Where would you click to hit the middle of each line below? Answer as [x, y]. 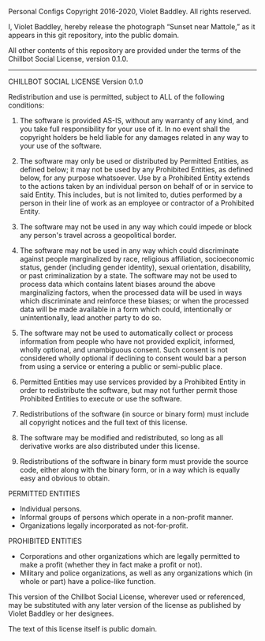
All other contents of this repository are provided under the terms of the [125, 50]
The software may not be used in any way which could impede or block [136, 227]
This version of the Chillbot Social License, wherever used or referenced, [127, 597]
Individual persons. [50, 509]
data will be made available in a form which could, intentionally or [126, 309]
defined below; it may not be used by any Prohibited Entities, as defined [136, 170]
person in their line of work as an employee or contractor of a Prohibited [137, 203]
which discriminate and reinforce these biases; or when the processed [134, 301]
